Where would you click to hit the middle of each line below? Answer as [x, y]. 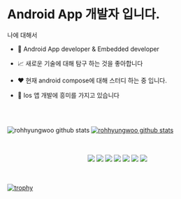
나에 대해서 [22, 35]
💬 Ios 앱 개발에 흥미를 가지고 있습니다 [68, 95]
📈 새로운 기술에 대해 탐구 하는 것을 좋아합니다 [80, 63]
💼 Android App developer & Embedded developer [88, 49]
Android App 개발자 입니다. [84, 14]
